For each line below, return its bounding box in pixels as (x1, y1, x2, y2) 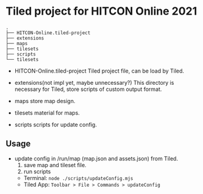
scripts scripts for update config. (14, 121, 97, 128)
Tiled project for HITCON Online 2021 (5, 4, 198, 18)
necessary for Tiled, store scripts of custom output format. (14, 85, 162, 93)
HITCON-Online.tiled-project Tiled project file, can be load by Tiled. (14, 67, 184, 74)
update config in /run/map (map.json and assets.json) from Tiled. (14, 154, 178, 162)
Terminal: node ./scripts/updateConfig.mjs (23, 174, 134, 181)
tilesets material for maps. (14, 109, 80, 117)
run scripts (23, 168, 51, 175)
